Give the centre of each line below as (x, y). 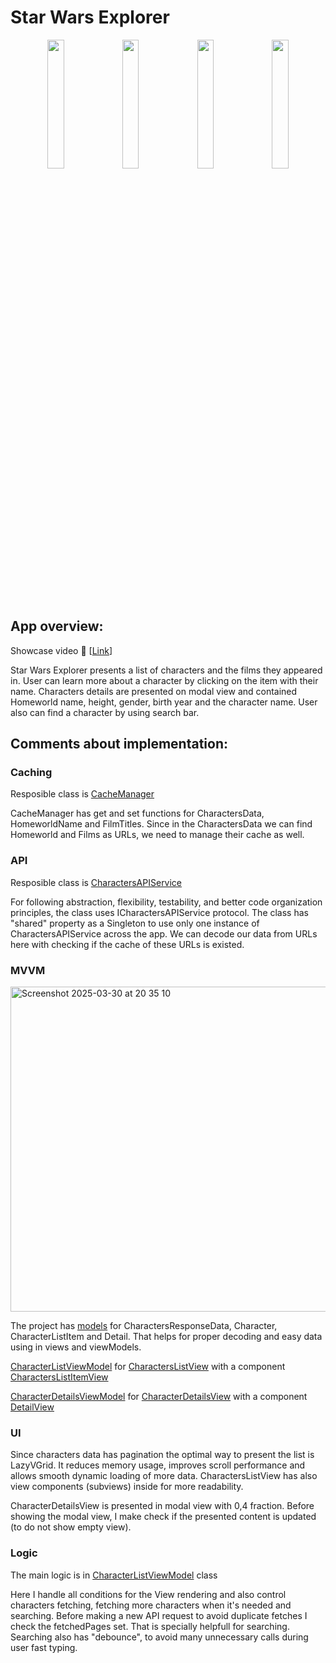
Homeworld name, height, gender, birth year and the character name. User (164, 702)
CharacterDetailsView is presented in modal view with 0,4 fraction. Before (162, 1506)
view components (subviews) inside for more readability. (127, 1487)
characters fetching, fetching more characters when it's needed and (151, 1605)
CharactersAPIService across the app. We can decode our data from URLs (164, 933)
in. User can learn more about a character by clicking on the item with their (164, 680)
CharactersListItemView (59, 1377)
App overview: (57, 626)
